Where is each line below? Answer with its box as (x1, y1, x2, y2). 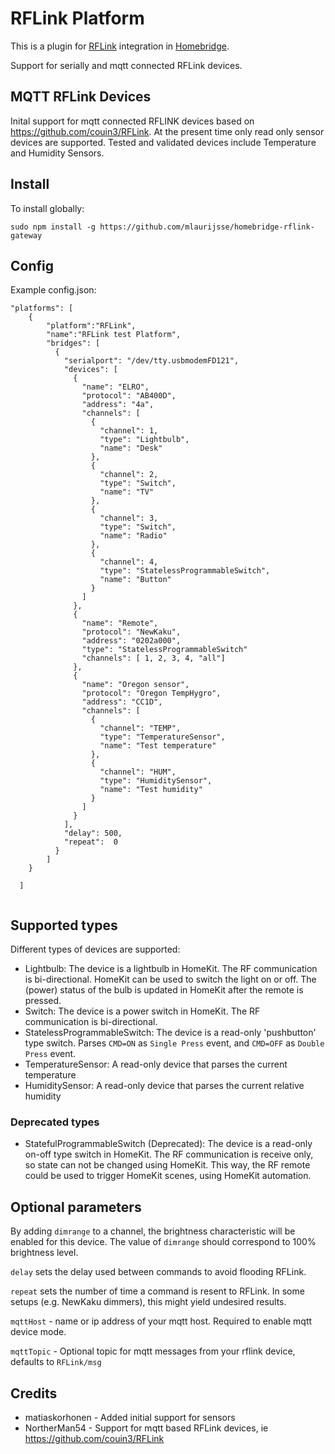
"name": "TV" (99, 487, 155, 497)
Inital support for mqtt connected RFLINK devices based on (10, 115, 255, 127)
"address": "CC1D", (81, 697, 163, 707)
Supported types (10, 917, 118, 934)
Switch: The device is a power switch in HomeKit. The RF (24, 1005, 261, 1017)
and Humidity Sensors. (10, 147, 105, 159)
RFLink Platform (10, 7, 145, 30)
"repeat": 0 (63, 837, 118, 847)
